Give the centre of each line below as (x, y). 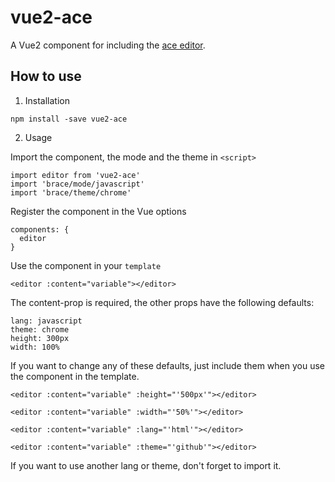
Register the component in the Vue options (98, 211)
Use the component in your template (86, 265)
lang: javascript (46, 321)
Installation (47, 100)
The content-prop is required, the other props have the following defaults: (162, 302)
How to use (46, 76)
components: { (40, 229)
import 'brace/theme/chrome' (71, 192)
